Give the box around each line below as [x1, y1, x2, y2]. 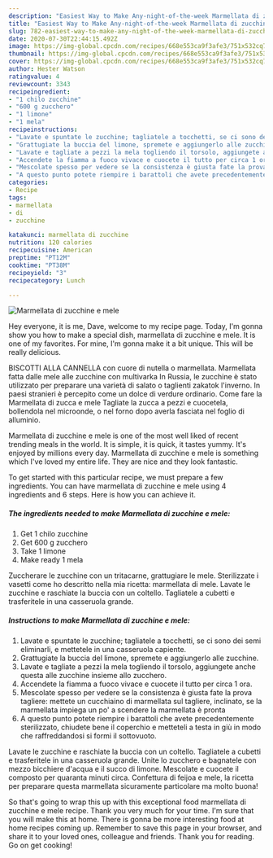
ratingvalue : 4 [8, 72, 60, 81]
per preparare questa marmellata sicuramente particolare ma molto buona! [8, 781, 258, 791]
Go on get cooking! [8, 840, 73, 851]
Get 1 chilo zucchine [19, 529, 89, 539]
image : [8, 42, 31, 50]
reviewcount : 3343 [8, 80, 71, 88]
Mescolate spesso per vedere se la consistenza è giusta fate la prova [19, 688, 253, 698]
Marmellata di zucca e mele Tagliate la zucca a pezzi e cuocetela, [8, 398, 229, 408]
